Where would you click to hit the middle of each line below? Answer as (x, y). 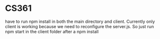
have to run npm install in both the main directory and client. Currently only (80, 21)
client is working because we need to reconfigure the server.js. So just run (80, 26)
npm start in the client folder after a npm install (52, 31)
